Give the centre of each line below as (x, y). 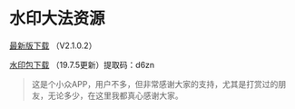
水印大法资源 (58, 19)
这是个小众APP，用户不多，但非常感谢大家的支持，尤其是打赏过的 (155, 84)
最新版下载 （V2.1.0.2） (53, 45)
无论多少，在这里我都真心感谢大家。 (115, 95)
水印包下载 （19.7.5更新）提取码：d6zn (82, 64)
